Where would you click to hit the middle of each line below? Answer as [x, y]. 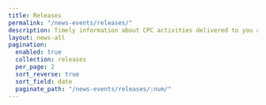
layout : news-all [37, 37]
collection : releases [51, 60]
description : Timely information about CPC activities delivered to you [131, 30]
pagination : [28, 45]
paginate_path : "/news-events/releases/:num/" [93, 89]
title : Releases [35, 15]
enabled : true [38, 52]
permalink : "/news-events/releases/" [70, 23]
